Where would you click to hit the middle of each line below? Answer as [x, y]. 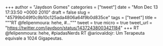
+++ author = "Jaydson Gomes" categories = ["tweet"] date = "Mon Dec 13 [81, 7]
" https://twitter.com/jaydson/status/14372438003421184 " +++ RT [72, 28]
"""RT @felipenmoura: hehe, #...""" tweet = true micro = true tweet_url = [79, 23]
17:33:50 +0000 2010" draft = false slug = [48, 12]
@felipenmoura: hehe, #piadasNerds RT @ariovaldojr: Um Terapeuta [75, 33]
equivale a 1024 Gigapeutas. [34, 38]
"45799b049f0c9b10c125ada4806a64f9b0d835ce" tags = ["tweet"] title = [81, 17]
